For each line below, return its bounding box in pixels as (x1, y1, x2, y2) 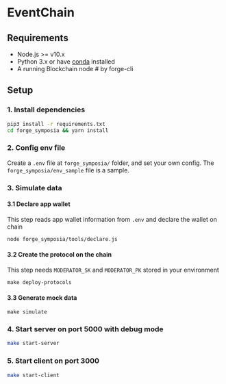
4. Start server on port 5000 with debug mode (7, 324, 164, 334)
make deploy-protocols (7, 279, 72, 285)
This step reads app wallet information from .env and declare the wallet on (7, 215, 217, 223)
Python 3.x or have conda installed (16, 57, 115, 66)
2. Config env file (7, 143, 66, 153)
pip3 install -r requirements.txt (7, 120, 106, 127)
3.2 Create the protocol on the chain (7, 251, 112, 259)
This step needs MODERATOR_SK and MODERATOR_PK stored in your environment (7, 266, 219, 274)
